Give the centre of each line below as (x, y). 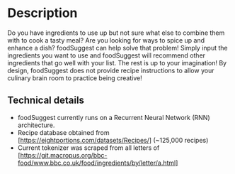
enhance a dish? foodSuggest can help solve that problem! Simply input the (117, 48)
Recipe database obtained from (63, 132)
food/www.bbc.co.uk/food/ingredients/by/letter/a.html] (98, 163)
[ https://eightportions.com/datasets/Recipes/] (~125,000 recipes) (113, 140)
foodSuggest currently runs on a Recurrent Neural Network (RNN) (114, 117)
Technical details (46, 100)
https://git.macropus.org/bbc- (64, 155)
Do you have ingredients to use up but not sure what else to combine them (116, 33)
